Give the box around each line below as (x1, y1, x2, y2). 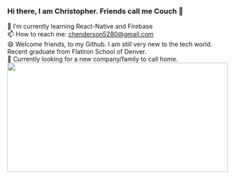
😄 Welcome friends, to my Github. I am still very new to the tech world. (7, 40, 213, 48)
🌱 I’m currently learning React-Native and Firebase (7, 22, 153, 31)
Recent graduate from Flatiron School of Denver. (7, 48, 147, 56)
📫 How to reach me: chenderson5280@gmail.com (7, 30, 154, 38)
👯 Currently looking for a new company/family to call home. (7, 55, 178, 64)
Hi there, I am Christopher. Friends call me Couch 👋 (7, 6, 184, 16)
